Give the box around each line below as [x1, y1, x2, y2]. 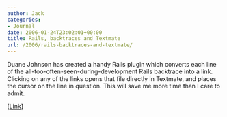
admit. [7, 89, 25, 97]
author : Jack [7, 10, 44, 17]
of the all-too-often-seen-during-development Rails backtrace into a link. [7, 67, 213, 76]
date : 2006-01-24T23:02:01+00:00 [7, 29, 103, 36]
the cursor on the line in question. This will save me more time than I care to [7, 82, 221, 90]
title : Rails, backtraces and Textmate [7, 35, 121, 42]
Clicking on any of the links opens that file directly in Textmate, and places [7, 75, 217, 82]
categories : [7, 16, 41, 23]
